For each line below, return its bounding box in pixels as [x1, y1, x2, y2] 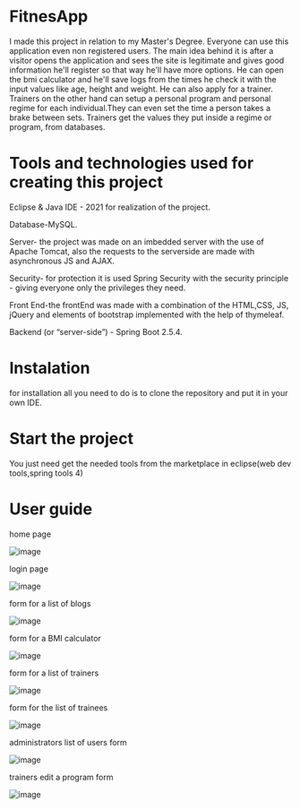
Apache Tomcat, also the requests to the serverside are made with [9, 245, 255, 256]
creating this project [9, 172, 164, 193]
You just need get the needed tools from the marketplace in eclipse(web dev [9, 458, 292, 469]
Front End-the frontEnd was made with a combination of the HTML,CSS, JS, [9, 299, 289, 310]
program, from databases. [9, 121, 106, 132]
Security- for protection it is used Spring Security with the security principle [9, 272, 289, 283]
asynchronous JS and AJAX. [9, 255, 115, 266]
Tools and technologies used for [9, 153, 254, 174]
